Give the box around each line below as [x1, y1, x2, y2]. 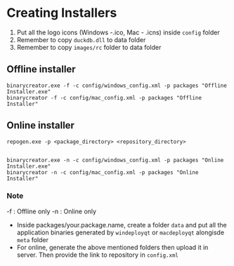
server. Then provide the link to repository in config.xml [16, 251, 178, 259]
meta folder [16, 235, 48, 244]
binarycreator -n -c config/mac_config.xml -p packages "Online [6, 168, 199, 176]
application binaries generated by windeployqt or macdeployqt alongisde [16, 228, 225, 237]
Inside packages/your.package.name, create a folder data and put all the [16, 220, 227, 229]
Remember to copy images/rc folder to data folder [16, 43, 162, 51]
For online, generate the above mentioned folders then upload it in [16, 243, 209, 251]
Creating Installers [6, 5, 117, 21]
